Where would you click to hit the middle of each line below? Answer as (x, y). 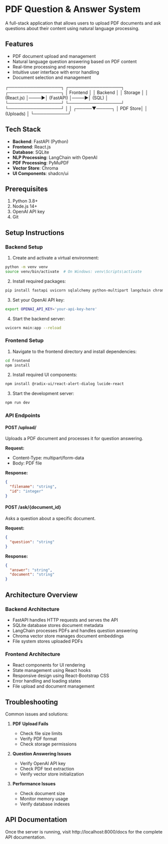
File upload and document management (53, 686)
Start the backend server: (39, 318)
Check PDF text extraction (47, 768)
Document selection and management (52, 77)
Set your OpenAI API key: (38, 300)
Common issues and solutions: (37, 714)
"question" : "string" (32, 542)
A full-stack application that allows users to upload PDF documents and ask (83, 23)
